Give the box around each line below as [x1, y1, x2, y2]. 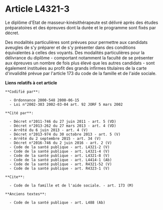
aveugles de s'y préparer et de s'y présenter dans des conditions [5, 44, 136, 50]
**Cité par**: [5, 111, 34, 115]
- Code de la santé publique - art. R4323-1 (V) [9, 166, 110, 171]
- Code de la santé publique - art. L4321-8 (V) [9, 153, 110, 158]
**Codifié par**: [5, 89, 40, 94]
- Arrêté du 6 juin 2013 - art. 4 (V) [9, 128, 89, 133]
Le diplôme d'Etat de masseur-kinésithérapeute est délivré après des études [5, 19, 158, 25]
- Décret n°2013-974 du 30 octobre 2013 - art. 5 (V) [9, 132, 121, 137]
